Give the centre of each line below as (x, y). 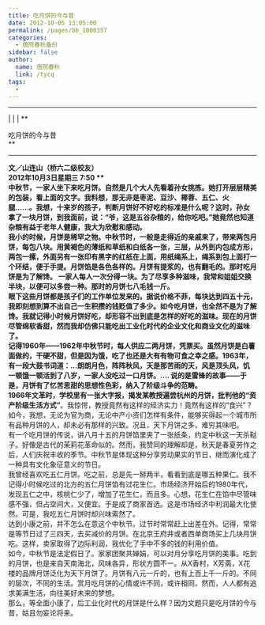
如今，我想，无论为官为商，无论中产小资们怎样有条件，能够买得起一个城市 (129, 415)
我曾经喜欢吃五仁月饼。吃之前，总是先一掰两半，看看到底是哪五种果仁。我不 (132, 475)
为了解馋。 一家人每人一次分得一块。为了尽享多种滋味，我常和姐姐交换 (137, 277)
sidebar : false (33, 52)
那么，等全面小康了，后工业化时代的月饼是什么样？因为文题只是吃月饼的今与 (132, 603)
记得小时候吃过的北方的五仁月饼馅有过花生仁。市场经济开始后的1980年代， (130, 484)
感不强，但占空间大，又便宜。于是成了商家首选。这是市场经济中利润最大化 (129, 504)
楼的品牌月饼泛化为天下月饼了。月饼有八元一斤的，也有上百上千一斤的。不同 (132, 574)
